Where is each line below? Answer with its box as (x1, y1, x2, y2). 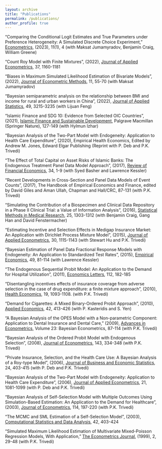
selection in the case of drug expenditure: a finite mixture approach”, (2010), (5, 286, 157, 292)
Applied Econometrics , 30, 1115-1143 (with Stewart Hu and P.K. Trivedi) (5, 237, 146, 243)
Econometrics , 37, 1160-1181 (5, 64, 60, 70)
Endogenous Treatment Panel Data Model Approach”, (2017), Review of (5, 163, 147, 168)
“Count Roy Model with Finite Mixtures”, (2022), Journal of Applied (5, 59, 138, 65)
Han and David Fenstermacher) (5, 217, 68, 223)
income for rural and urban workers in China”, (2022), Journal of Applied (5, 98, 150, 104)
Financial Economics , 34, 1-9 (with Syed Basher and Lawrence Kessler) (5, 168, 147, 174)
